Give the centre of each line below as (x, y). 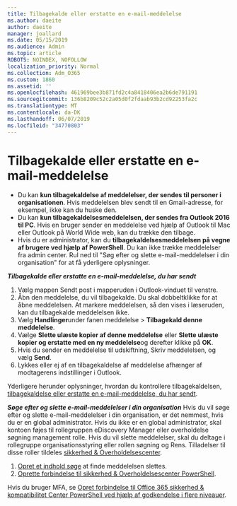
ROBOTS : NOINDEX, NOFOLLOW (47, 60)
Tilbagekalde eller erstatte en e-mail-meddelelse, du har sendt (102, 276)
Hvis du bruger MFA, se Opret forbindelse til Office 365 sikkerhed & (106, 488)
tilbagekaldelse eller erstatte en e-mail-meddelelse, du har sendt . (103, 394)
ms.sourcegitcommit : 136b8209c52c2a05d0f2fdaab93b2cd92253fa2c (103, 100)
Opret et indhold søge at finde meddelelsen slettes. (92, 466)
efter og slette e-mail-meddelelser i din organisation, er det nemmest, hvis (116, 415)
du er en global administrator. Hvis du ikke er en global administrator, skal (114, 423)
